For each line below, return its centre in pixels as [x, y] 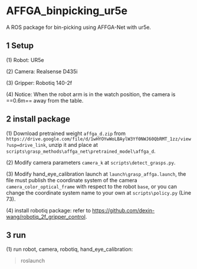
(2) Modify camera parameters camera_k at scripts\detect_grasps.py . [91, 162]
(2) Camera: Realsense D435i [42, 71]
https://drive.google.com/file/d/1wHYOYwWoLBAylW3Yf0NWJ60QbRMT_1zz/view [99, 139]
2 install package [38, 119]
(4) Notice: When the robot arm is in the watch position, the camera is [91, 94]
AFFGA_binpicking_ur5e [67, 11]
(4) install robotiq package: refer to [49, 210]
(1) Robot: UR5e [25, 60]
